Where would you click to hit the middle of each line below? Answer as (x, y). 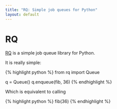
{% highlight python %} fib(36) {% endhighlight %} (58, 101)
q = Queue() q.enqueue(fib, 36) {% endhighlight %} (59, 82)
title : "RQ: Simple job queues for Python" (51, 10)
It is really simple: (23, 62)
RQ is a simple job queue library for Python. (50, 53)
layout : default (22, 14)
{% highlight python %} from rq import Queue (52, 72)
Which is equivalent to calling (36, 92)
